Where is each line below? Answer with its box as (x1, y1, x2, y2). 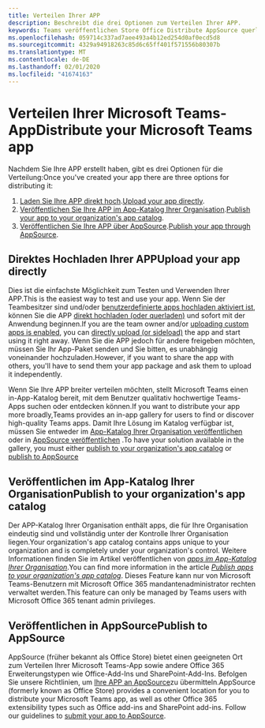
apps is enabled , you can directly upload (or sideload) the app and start (8, 328, 241, 337)
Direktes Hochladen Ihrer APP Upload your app (8, 252, 241, 265)
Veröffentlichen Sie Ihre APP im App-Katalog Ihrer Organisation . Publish (19, 205, 251, 214)
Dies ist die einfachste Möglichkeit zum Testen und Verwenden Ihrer (8, 286, 230, 295)
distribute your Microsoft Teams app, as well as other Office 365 (8, 694, 218, 704)
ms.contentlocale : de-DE (8, 56, 90, 64)
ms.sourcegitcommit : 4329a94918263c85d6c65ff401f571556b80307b (8, 41, 221, 49)
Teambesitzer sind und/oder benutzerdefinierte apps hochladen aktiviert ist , (8, 302, 256, 312)
